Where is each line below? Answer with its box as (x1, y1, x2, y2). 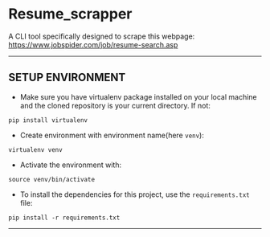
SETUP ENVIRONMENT (8, 71, 126, 84)
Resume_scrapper (8, 5, 133, 23)
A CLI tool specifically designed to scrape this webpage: (8, 31, 195, 41)
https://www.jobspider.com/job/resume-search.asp (8, 39, 178, 49)
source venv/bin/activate (8, 175, 95, 183)
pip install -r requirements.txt (8, 214, 121, 222)
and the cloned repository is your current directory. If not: (19, 100, 211, 110)
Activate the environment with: (19, 160, 122, 170)
